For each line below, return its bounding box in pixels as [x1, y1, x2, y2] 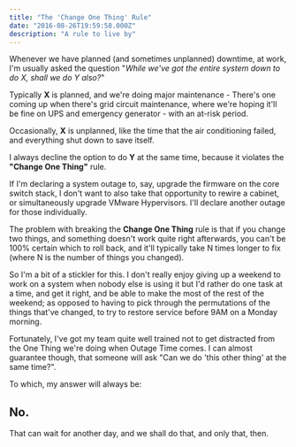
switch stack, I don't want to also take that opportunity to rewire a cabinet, [9, 188, 280, 199]
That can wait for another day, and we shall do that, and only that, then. [9, 428, 269, 439]
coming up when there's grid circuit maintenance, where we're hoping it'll [9, 99, 277, 110]
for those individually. [9, 207, 87, 218]
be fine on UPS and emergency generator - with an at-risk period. [9, 108, 249, 119]
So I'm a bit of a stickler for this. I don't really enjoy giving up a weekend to [9, 269, 281, 280]
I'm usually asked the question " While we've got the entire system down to [9, 63, 281, 73]
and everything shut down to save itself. [9, 135, 155, 146]
